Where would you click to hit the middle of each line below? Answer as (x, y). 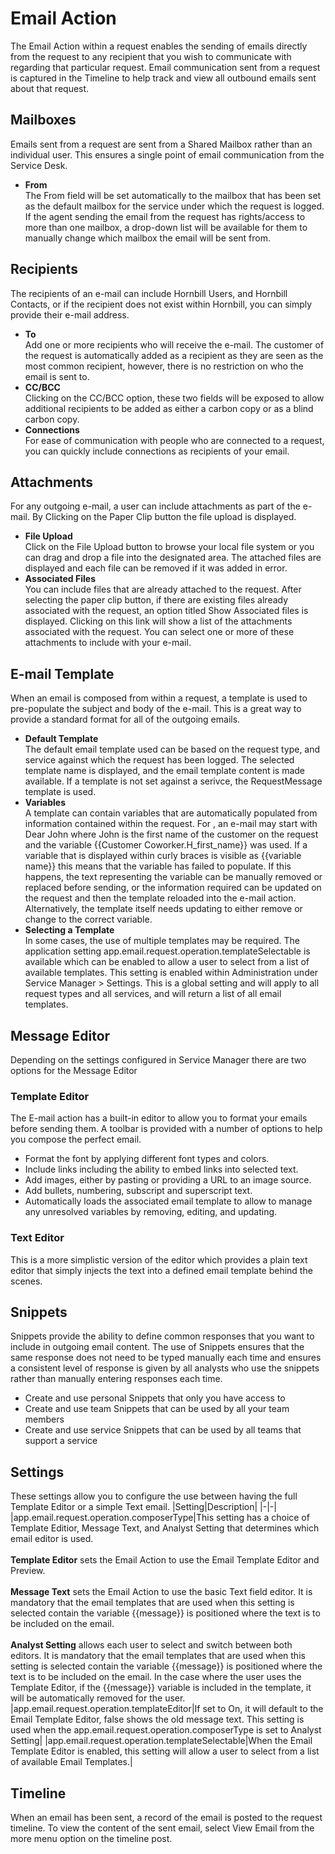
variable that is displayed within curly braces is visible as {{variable (163, 856)
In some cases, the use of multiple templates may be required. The (162, 941)
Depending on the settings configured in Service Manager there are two (158, 1060)
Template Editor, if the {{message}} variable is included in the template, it (161, 1688)
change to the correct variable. (88, 919)
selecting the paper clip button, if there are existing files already (156, 600)
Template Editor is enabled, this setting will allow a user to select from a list (165, 1751)
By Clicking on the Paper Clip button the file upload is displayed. (164, 517)
